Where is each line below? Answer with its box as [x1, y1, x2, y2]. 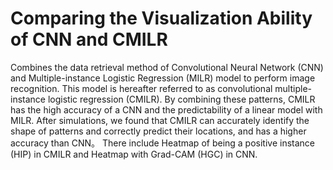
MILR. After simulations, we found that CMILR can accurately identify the [10, 114, 310, 126]
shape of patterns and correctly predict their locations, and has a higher [10, 125, 307, 137]
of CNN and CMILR [10, 28, 168, 51]
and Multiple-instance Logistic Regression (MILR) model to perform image [10, 72, 316, 84]
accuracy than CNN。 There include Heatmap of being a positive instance [10, 137, 316, 149]
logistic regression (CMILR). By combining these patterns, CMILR [47, 93, 316, 105]
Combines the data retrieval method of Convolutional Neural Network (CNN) [10, 61, 324, 73]
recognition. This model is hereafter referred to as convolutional [10, 82, 273, 94]
